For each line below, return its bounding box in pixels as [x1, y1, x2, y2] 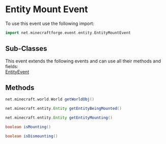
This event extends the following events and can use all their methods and [5, 57, 161, 64]
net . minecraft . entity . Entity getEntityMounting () [5, 116, 113, 121]
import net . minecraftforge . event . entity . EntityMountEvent [5, 30, 131, 35]
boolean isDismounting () [5, 133, 58, 138]
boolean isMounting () [5, 125, 51, 130]
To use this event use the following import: [5, 20, 95, 26]
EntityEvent [5, 69, 30, 75]
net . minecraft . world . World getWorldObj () [5, 97, 95, 102]
